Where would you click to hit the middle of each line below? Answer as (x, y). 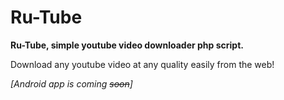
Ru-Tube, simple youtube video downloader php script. (127, 45)
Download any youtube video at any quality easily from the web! (142, 64)
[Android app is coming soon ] (71, 83)
